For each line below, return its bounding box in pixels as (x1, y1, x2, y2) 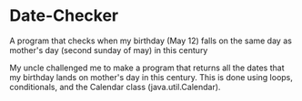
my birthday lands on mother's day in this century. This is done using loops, (9, 71, 294, 82)
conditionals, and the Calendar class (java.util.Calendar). (9, 81, 221, 92)
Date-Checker (9, 5, 119, 26)
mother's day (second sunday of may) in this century (9, 44, 208, 55)
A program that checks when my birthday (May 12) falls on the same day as (9, 35, 293, 46)
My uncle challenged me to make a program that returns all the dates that (9, 62, 285, 73)
